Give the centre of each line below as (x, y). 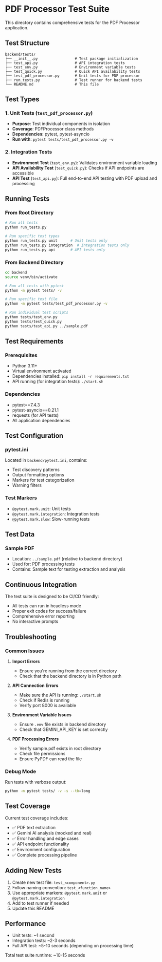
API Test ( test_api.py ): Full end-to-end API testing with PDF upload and (84, 178)
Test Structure (27, 43)
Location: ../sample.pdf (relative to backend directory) (67, 559)
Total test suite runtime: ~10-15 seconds (45, 955)
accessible (23, 173)
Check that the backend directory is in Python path (70, 676)
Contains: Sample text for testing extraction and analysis (69, 569)
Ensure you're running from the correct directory (68, 671)
